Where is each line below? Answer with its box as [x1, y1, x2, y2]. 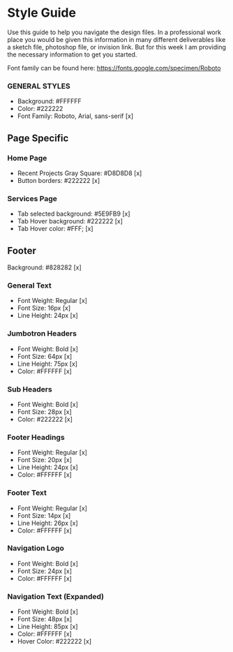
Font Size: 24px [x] [17, 567, 72, 575]
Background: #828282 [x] [7, 263, 82, 272]
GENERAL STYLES [7, 81, 71, 91]
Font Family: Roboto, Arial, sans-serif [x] [17, 112, 134, 120]
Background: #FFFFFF [17, 97, 82, 105]
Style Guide [7, 5, 77, 21]
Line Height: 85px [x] [17, 623, 78, 631]
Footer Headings [7, 432, 65, 442]
